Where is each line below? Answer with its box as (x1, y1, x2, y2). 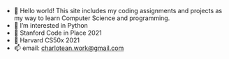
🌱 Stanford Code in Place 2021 (13, 28, 103, 37)
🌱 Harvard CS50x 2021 (13, 36, 80, 44)
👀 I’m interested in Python (13, 22, 89, 29)
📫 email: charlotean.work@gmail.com (13, 44, 124, 52)
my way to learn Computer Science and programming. (13, 14, 170, 22)
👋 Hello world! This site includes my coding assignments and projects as (13, 7, 222, 15)
